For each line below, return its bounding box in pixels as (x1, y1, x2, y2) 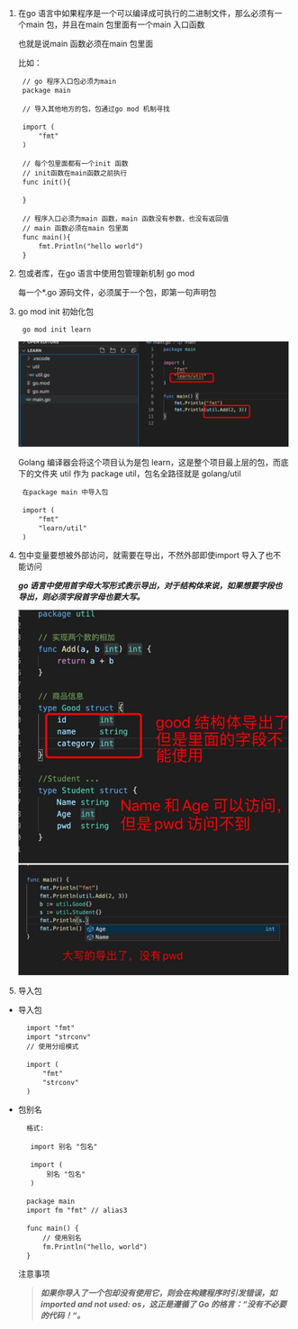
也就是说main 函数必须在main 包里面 (17, 39, 154, 49)
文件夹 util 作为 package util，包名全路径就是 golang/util (33, 467, 241, 479)
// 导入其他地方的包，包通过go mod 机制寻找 (22, 104, 170, 113)
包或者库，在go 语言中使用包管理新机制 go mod (17, 268, 195, 278)
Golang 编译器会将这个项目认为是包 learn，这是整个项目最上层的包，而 (17, 457, 281, 467)
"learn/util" (38, 523, 87, 533)
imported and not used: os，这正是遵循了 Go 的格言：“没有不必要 (40, 1298, 287, 1309)
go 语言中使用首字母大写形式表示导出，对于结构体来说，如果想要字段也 (17, 580, 283, 591)
